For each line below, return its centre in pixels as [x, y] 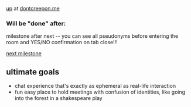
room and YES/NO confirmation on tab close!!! [62, 42]
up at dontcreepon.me [33, 8]
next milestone [24, 53]
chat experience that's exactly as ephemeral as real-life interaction [95, 86]
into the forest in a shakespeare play [58, 98]
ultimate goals [33, 72]
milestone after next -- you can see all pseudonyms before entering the [92, 36]
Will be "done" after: [36, 23]
